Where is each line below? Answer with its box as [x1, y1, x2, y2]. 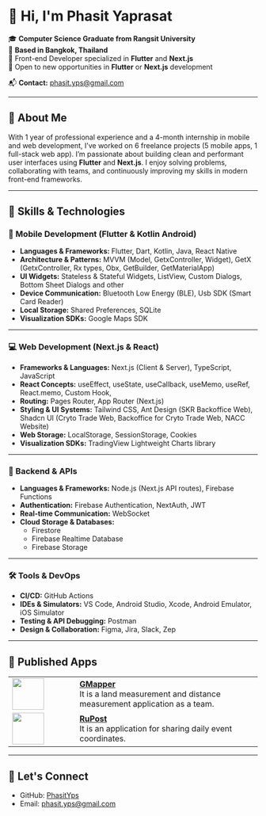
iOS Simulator [19, 608, 65, 617]
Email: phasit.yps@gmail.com [19, 799, 116, 808]
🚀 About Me [8, 111, 67, 125]
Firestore [31, 526, 61, 536]
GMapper [79, 679, 116, 690]
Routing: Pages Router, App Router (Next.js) [19, 396, 165, 406]
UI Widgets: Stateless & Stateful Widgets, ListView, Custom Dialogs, [19, 272, 243, 281]
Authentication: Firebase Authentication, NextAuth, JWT [19, 501, 207, 510]
